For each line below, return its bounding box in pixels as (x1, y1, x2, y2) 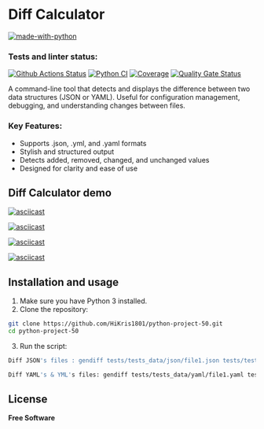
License (8, 393, 48, 406)
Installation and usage (8, 275, 119, 288)
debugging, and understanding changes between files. (8, 101, 186, 111)
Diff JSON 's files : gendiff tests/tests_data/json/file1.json (8, 356, 220, 365)
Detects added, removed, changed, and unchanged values (19, 155, 210, 164)
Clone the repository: (19, 305, 89, 314)
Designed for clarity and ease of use (19, 163, 138, 173)
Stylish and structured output (19, 147, 115, 156)
